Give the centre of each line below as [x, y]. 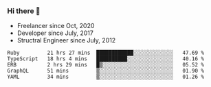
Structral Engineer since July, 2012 [66, 40]
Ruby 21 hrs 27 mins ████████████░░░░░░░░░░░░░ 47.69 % [106, 53]
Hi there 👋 [24, 11]
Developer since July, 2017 [55, 33]
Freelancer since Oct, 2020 [56, 26]
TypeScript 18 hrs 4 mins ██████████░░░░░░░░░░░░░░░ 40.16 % [106, 59]
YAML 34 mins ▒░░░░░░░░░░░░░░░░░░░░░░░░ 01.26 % [106, 77]
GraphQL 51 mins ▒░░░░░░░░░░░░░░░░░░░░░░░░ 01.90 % [106, 71]
